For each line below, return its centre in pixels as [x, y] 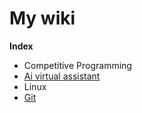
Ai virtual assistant [62, 76]
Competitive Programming [77, 65]
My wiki [42, 18]
